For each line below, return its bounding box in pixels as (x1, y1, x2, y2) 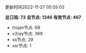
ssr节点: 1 (12, 43, 32, 48)
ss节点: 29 (12, 37, 33, 42)
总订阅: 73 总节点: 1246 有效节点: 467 (5, 14, 82, 20)
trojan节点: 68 (12, 25, 41, 30)
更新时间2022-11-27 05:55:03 (5, 4, 64, 10)
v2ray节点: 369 (12, 31, 43, 36)
